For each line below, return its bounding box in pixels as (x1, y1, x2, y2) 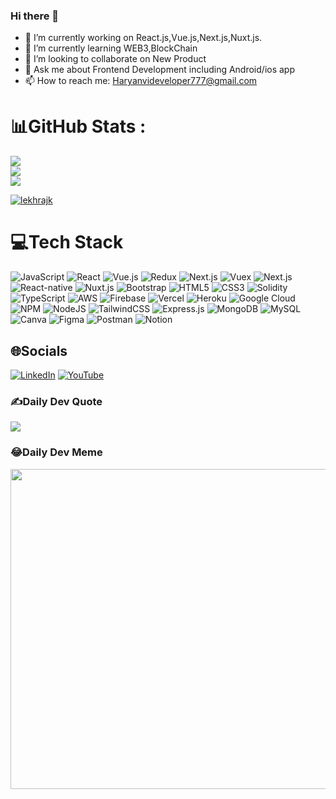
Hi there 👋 (10, 9, 60, 23)
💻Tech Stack (10, 231, 124, 254)
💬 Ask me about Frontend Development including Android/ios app (24, 64, 295, 76)
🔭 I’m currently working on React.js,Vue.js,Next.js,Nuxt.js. (24, 32, 263, 44)
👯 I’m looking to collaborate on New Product (24, 53, 207, 65)
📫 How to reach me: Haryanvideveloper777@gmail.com (24, 75, 258, 87)
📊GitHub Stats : (10, 115, 147, 138)
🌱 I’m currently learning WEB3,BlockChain (24, 42, 198, 54)
